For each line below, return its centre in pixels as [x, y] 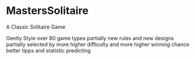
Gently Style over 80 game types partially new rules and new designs [90, 38]
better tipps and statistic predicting [48, 50]
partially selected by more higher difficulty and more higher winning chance [98, 44]
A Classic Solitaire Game [36, 27]
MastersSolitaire [48, 11]
